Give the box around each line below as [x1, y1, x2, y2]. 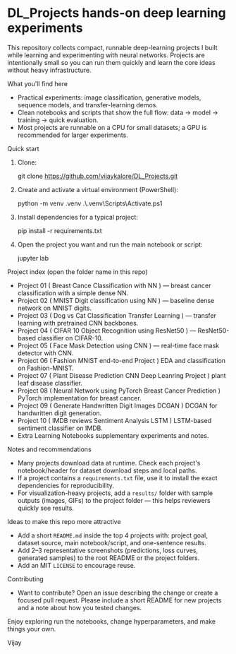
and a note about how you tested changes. [17, 603, 142, 612]
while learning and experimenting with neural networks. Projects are [7, 51, 206, 59]
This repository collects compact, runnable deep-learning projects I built [7, 43, 218, 52]
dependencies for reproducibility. [17, 481, 115, 489]
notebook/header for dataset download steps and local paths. [17, 466, 197, 475]
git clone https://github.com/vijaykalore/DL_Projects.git [17, 172, 178, 180]
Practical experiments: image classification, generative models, [17, 93, 201, 102]
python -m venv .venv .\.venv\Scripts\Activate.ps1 [17, 199, 163, 208]
